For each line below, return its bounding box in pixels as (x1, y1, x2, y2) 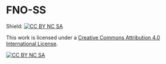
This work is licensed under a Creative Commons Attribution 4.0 (6, 34, 161, 41)
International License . (6, 40, 58, 47)
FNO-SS (6, 3, 47, 17)
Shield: (6, 23, 23, 30)
